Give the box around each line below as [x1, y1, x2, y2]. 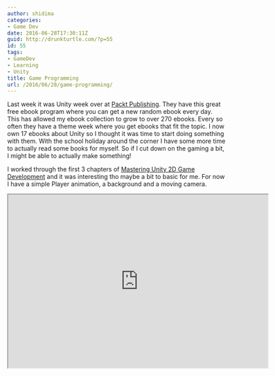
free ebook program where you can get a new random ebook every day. [7, 108, 213, 116]
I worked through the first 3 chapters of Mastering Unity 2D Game [7, 165, 195, 173]
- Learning [7, 62, 39, 69]
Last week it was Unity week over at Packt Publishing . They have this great [7, 100, 221, 108]
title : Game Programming [7, 74, 79, 82]
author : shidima [7, 10, 54, 17]
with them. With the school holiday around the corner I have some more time [7, 137, 226, 146]
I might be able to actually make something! [7, 152, 132, 160]
